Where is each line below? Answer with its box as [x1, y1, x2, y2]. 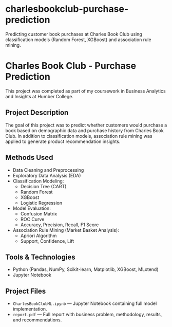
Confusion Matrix [20, 210, 58, 216]
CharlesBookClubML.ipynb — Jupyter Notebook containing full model [12, 300, 157, 306]
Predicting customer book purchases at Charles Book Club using [5, 31, 142, 37]
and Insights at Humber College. [5, 93, 73, 99]
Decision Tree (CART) [20, 183, 67, 189]
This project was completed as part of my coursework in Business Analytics [5, 88, 166, 94]
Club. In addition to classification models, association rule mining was [5, 133, 152, 139]
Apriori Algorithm [20, 232, 57, 239]
